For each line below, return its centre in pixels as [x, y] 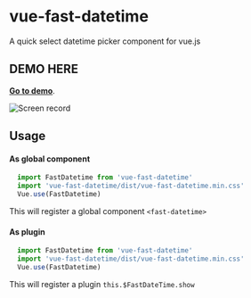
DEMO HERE [44, 69]
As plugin [28, 232]
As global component [50, 159]
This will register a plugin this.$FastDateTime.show [102, 284]
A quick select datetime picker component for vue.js [105, 41]
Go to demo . [32, 90]
